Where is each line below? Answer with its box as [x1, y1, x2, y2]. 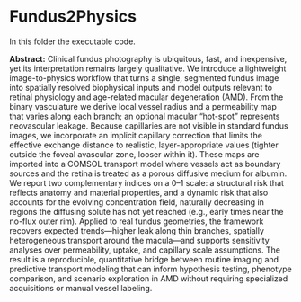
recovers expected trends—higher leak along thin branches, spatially [9, 225, 265, 235]
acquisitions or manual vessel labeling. [9, 282, 153, 293]
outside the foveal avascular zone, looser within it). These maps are [9, 148, 260, 159]
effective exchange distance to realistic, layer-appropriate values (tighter [9, 139, 279, 150]
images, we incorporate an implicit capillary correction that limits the [9, 129, 263, 140]
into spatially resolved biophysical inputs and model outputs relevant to [9, 82, 272, 93]
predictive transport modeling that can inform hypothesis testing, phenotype [9, 263, 292, 274]
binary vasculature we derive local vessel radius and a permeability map [9, 101, 277, 111]
